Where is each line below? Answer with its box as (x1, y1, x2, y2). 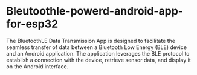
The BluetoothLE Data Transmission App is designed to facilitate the (6, 37, 175, 44)
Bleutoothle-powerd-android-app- (6, 4, 183, 18)
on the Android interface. (6, 62, 69, 70)
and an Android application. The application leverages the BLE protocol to (6, 50, 190, 57)
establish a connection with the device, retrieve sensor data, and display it (6, 56, 192, 64)
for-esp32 (6, 17, 59, 31)
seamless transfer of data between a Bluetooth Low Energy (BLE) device (6, 44, 187, 51)
